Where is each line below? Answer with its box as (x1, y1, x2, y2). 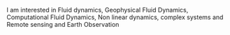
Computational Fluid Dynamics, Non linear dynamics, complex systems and (6, 13, 224, 21)
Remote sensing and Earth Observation (6, 21, 120, 28)
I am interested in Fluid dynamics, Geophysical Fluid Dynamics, (6, 6, 189, 14)
